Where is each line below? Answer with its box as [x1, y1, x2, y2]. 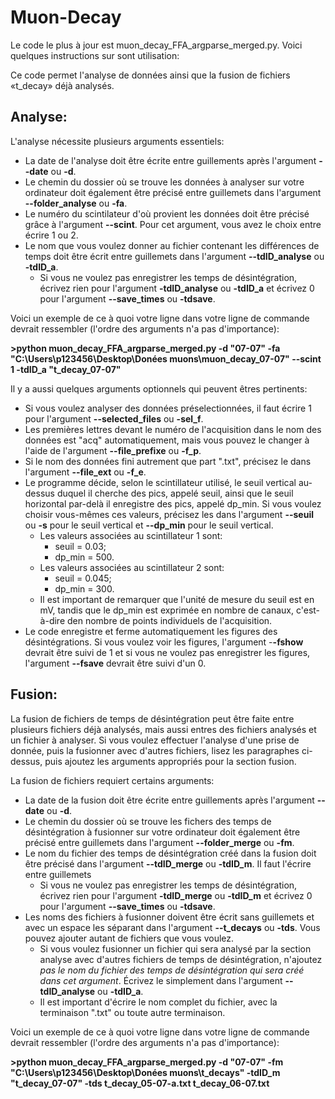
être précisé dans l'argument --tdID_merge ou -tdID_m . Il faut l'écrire [24, 857, 312, 870]
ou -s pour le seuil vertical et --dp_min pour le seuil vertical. [24, 519, 274, 531]
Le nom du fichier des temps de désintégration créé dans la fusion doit [24, 847, 317, 859]
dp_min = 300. [54, 582, 115, 595]
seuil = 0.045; [54, 572, 112, 584]
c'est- [295, 604, 321, 616]
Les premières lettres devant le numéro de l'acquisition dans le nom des [24, 423, 322, 435]
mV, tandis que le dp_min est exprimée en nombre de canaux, [39, 604, 295, 616]
